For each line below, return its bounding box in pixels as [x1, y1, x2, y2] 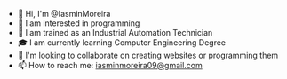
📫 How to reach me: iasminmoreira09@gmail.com [17, 60, 203, 70]
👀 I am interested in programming [17, 18, 140, 28]
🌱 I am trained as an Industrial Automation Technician [17, 28, 213, 37]
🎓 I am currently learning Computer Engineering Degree [17, 37, 227, 48]
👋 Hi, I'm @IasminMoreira [17, 9, 111, 19]
